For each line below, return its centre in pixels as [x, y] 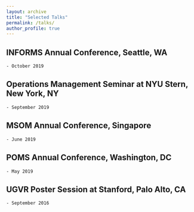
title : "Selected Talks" [37, 17]
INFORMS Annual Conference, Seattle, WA [87, 52]
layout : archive [26, 12]
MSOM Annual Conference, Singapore [79, 126]
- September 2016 [28, 203]
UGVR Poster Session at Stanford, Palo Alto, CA [96, 189]
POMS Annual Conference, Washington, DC [89, 158]
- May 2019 [20, 171]
